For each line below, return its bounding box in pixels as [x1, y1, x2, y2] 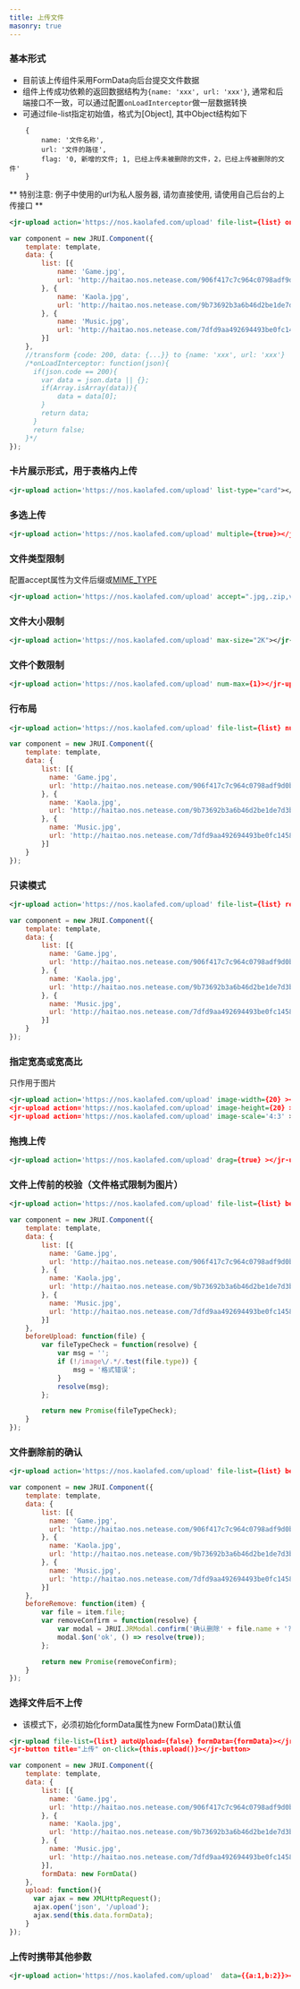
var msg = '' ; [56, 1349, 110, 1358]
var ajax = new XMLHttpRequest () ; [32, 1894, 162, 1903]
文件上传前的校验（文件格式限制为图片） [9, 1178, 183, 1191]
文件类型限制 [9, 552, 65, 565]
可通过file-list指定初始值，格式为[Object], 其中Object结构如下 [21, 108, 248, 119]
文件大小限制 [9, 615, 65, 627]
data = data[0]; [56, 392, 118, 401]
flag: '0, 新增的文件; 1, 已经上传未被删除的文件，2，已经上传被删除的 [41, 154, 279, 164]
